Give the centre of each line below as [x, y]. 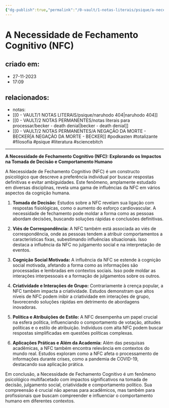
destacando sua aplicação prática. [48, 365]
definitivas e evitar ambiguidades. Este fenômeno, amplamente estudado [81, 182]
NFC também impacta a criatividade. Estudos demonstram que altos [83, 291]
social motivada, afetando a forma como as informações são [75, 265]
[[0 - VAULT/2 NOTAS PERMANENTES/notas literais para [71, 120]
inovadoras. [25, 307]
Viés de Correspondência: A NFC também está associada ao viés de [84, 229]
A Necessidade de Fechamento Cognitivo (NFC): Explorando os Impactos [83, 157]
